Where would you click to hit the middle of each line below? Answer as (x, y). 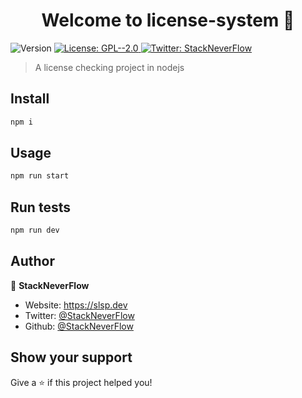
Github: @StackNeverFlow (79, 326)
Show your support (71, 357)
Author (32, 261)
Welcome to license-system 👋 (168, 20)
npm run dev (35, 230)
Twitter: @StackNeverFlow (79, 315)
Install (30, 99)
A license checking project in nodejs (109, 67)
